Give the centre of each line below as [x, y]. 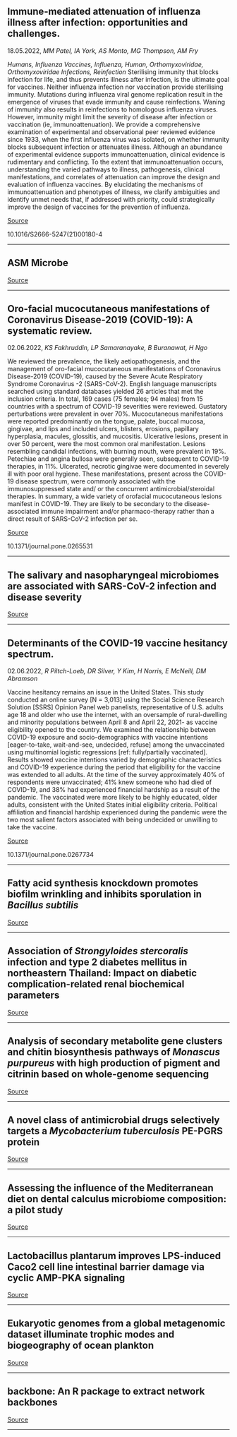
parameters [34, 996]
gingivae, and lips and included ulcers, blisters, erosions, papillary [103, 429]
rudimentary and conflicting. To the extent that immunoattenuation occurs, [116, 162]
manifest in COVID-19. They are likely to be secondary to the [95, 504]
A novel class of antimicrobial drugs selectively [114, 1120]
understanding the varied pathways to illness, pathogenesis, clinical [106, 169]
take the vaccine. [32, 827]
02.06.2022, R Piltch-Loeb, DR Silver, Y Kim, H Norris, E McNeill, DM [107, 671]
